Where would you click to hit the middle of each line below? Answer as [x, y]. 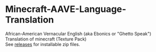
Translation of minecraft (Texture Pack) [46, 39]
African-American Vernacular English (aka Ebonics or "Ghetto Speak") [78, 33]
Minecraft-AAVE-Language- [66, 9]
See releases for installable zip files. [43, 44]
